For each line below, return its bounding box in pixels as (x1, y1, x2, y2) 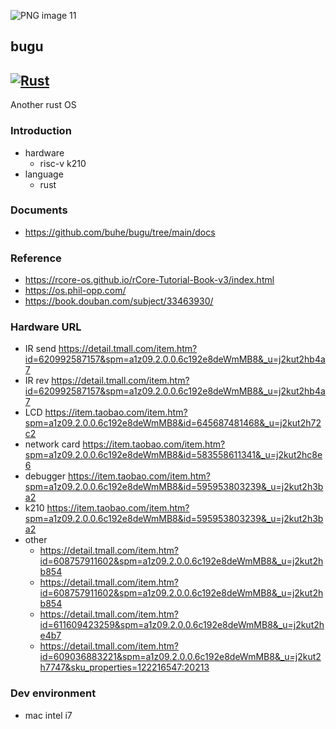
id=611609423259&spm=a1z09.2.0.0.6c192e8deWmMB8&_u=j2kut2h (39, 619, 325, 631)
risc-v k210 (39, 157, 87, 169)
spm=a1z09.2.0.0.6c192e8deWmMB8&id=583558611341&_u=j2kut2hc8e (24, 449, 323, 461)
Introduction (10, 124, 72, 138)
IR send (24, 343, 57, 355)
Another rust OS (10, 99, 77, 111)
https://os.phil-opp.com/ (24, 285, 127, 297)
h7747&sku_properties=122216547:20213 (39, 661, 210, 674)
